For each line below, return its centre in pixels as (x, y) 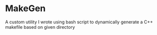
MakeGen (25, 9)
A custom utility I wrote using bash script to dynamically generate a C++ (79, 22)
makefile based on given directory (40, 27)
